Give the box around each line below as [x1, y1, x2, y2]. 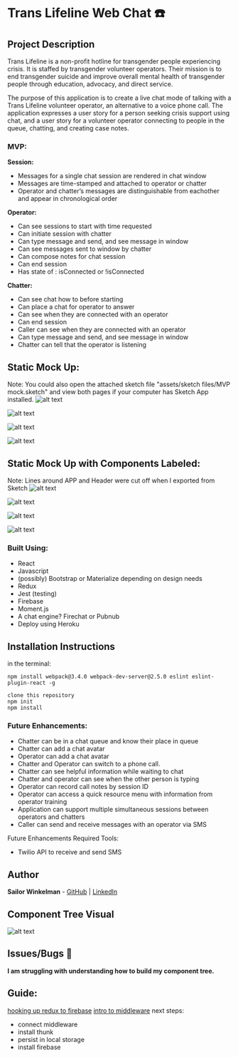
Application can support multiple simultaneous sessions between [17, 805, 209, 814]
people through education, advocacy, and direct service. [7, 80, 173, 88]
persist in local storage [17, 1035, 85, 1043]
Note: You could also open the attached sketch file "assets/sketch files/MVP [7, 380, 231, 388]
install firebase [17, 1043, 61, 1051]
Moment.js [17, 604, 49, 613]
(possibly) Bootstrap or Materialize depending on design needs [17, 574, 202, 583]
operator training [17, 798, 67, 806]
